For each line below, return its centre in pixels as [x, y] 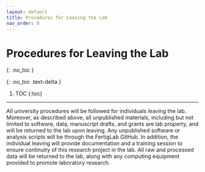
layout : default [27, 12]
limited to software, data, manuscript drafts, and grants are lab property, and [103, 124]
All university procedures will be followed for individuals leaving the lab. [96, 111]
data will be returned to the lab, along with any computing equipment [93, 156]
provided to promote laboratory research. [58, 163]
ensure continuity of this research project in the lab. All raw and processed [100, 150]
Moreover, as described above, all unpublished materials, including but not [100, 118]
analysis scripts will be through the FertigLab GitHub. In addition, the [92, 137]
